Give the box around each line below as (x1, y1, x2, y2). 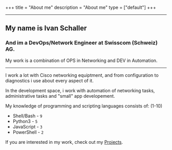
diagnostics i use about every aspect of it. (5, 77, 94, 83)
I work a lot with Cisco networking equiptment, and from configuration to (5, 72, 159, 78)
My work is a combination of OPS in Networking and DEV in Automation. (5, 57, 158, 63)
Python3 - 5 (12, 118, 38, 124)
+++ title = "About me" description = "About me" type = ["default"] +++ (5, 5, 156, 10)
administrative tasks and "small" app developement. (5, 93, 115, 99)
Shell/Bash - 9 (12, 113, 42, 119)
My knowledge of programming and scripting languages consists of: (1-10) (5, 102, 163, 109)
